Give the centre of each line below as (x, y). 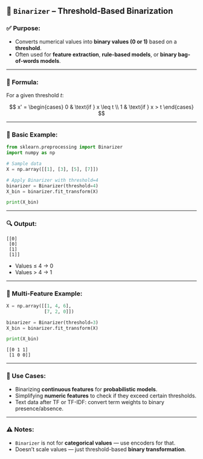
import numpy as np (31, 153)
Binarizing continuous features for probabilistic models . (86, 389)
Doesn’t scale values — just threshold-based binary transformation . (100, 449)
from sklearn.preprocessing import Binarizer (64, 147)
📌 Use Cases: (26, 376)
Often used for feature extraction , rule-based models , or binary (96, 54)
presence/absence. (39, 408)
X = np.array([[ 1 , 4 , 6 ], (39, 306)
